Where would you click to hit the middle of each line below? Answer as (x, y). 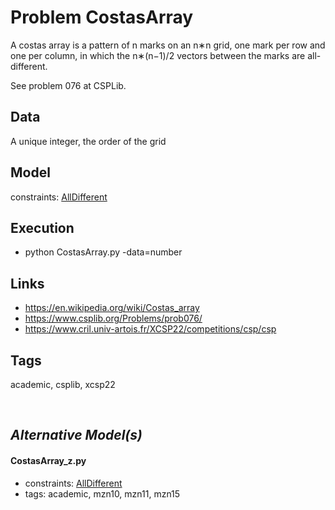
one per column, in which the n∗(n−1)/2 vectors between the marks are (158, 55)
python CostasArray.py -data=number (103, 252)
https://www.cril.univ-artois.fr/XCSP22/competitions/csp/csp (150, 329)
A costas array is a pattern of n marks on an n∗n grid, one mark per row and (168, 45)
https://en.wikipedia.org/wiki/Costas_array (112, 308)
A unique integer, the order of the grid (88, 141)
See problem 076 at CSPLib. (68, 85)
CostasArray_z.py (48, 460)
